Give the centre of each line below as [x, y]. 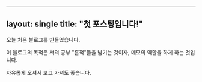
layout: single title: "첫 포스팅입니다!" [75, 24]
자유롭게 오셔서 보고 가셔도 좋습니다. [49, 72]
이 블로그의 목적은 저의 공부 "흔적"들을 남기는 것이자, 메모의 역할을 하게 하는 [95, 52]
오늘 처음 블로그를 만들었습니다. [43, 40]
